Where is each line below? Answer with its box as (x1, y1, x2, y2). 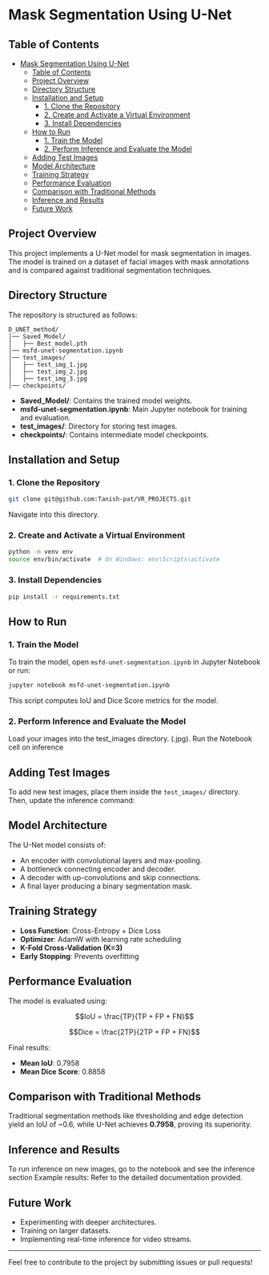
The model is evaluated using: (8, 996, 107, 1005)
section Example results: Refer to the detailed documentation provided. (8, 1173, 243, 1183)
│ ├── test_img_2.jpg (8, 367, 88, 376)
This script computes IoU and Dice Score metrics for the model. (8, 696, 219, 705)
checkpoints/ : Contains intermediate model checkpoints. (19, 429, 209, 439)
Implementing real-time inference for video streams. (19, 1234, 192, 1244)
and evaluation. (19, 412, 71, 422)
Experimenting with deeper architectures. (19, 1217, 157, 1227)
